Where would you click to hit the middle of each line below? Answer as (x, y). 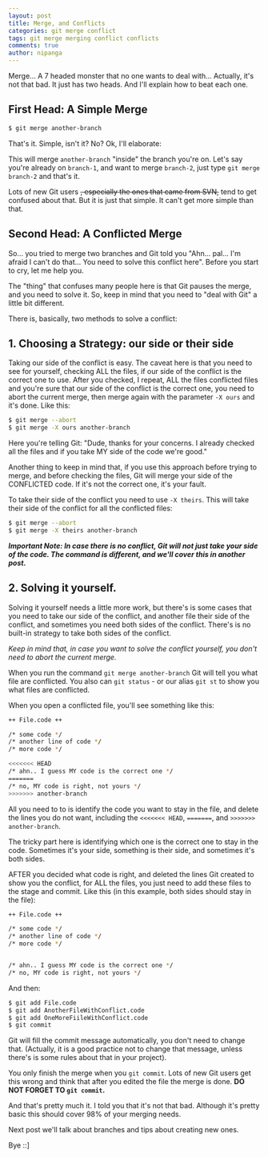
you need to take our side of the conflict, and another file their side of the (129, 616)
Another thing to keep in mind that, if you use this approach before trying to (133, 467)
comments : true (34, 46)
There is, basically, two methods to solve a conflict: (93, 319)
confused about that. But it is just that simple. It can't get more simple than (131, 200)
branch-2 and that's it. (44, 176)
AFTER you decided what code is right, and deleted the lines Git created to (131, 874)
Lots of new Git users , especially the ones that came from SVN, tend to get (133, 191)
